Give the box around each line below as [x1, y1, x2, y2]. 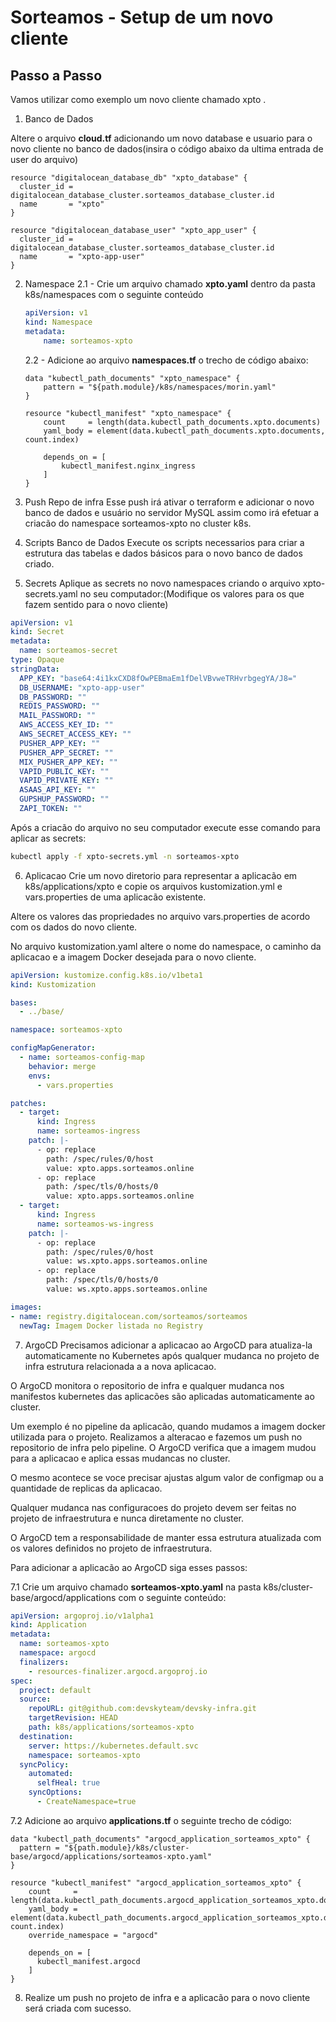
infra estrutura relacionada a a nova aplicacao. [24, 1360, 217, 1372]
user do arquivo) [10, 154, 79, 165]
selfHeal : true [36, 1778, 101, 1788]
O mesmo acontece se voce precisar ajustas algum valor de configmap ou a [10, 1471, 324, 1483]
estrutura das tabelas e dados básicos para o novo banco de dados [24, 547, 303, 559]
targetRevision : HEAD [28, 1713, 118, 1723]
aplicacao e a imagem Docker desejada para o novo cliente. [10, 951, 257, 963]
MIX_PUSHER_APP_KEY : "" [19, 757, 118, 767]
